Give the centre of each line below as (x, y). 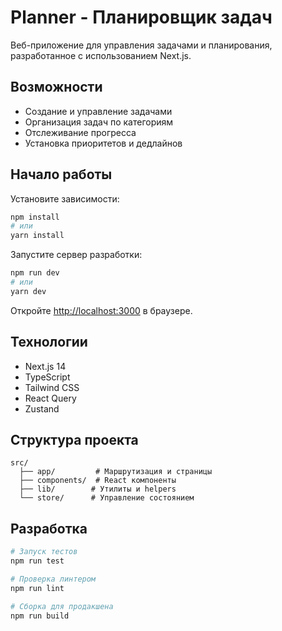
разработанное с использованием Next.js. (101, 55)
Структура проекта (74, 440)
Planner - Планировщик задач (141, 17)
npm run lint (37, 588)
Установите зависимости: (65, 198)
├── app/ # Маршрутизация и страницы (116, 472)
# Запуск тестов (44, 552)
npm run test (37, 561)
